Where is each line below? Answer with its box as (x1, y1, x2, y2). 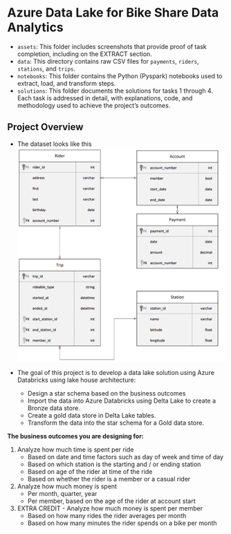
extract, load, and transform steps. (17, 79, 116, 87)
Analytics (7, 19, 64, 35)
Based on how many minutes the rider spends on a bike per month (27, 519, 217, 527)
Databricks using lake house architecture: (17, 376, 136, 384)
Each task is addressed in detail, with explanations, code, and (17, 93, 193, 102)
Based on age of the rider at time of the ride (27, 467, 153, 475)
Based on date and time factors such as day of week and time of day (27, 452, 223, 461)
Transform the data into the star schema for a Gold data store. (27, 418, 204, 427)
